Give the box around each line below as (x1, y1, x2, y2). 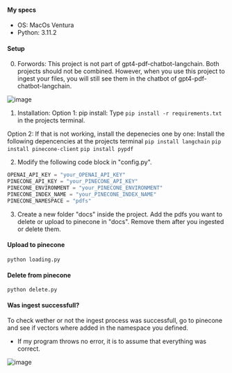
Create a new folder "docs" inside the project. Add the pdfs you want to (17, 209, 223, 219)
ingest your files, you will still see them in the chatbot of (17, 74, 177, 83)
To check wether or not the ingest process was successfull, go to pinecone (7, 317, 223, 325)
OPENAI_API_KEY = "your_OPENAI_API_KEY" (7, 171, 126, 179)
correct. (17, 344, 40, 353)
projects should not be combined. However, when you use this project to (17, 67, 226, 76)
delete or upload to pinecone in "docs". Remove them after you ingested (17, 217, 224, 225)
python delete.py (7, 286, 58, 294)
